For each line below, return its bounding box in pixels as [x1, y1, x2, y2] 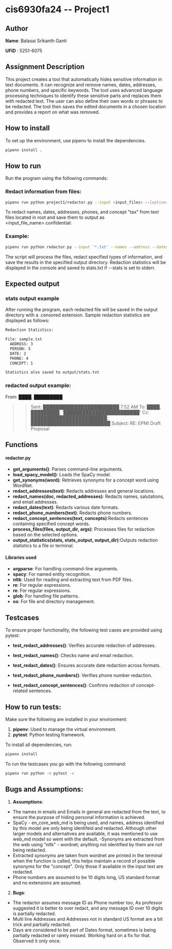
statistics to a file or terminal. [12, 543, 74, 549]
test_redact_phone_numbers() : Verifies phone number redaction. [12, 672, 153, 679]
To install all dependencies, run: [5, 741, 73, 748]
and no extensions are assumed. [12, 880, 82, 886]
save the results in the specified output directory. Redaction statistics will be [5, 259, 166, 265]
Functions [5, 440, 38, 449]
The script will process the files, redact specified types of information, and [5, 253, 163, 260]
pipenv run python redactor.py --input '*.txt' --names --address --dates [5, 244, 168, 250]
